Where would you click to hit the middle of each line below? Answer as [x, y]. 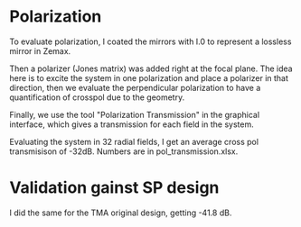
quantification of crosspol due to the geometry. [97, 97]
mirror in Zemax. [40, 50]
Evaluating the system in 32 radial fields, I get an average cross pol [134, 141]
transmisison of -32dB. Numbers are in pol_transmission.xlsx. [124, 151]
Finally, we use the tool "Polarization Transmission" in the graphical [135, 114]
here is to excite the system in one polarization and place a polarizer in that [149, 77]
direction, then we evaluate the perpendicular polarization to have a [135, 87]
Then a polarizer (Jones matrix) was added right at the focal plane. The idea [151, 68]
